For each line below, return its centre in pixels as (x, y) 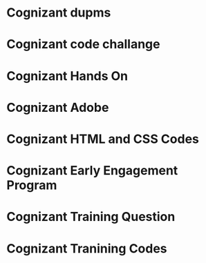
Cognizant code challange (83, 45)
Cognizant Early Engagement (92, 171)
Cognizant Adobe (58, 107)
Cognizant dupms (59, 13)
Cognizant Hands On (67, 76)
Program (32, 185)
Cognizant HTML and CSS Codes (103, 139)
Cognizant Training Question (91, 217)
